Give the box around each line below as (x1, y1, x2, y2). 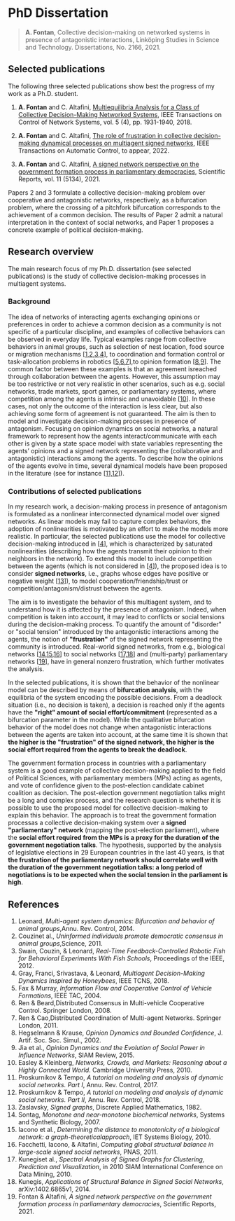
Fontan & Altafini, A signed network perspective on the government (17, 1192, 212, 1201)
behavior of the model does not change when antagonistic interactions (8, 723, 212, 731)
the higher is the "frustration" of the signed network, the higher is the (8, 738, 215, 747)
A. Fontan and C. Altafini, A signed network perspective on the (17, 160, 199, 168)
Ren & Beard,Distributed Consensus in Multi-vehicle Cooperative (17, 998, 205, 1007)
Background (8, 296, 51, 306)
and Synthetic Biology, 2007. (17, 1117, 101, 1126)
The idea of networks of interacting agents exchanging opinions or (8, 312, 200, 321)
